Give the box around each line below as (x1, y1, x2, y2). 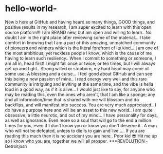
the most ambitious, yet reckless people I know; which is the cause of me (5, 50, 152, 56)
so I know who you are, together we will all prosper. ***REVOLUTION (5, 138, 145, 144)
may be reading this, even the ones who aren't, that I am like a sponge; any (5, 91, 156, 97)
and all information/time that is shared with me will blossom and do (5, 96, 139, 102)
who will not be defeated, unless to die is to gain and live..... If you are (5, 128, 145, 134)
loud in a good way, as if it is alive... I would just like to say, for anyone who (5, 86, 155, 92)
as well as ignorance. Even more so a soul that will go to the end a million (5, 117, 152, 123)
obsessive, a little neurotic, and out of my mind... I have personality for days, (5, 112, 158, 118)
